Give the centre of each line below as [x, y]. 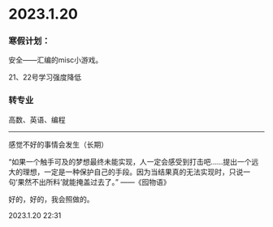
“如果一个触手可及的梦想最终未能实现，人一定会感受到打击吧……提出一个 [130, 161]
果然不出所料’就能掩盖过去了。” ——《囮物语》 [94, 182]
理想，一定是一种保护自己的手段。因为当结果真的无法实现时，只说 [133, 172]
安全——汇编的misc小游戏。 [56, 60]
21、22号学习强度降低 [45, 77]
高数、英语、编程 [37, 119]
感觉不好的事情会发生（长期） [58, 144]
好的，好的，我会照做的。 [51, 199]
